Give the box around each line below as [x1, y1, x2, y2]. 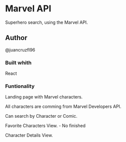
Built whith [5, 59, 32, 66]
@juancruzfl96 [5, 47, 36, 52]
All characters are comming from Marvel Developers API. [5, 103, 122, 109]
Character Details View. [5, 132, 53, 139]
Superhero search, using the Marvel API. [5, 19, 88, 25]
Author [5, 34, 27, 42]
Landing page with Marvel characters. [5, 94, 83, 100]
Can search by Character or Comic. [5, 113, 78, 119]
